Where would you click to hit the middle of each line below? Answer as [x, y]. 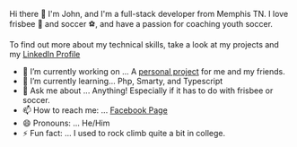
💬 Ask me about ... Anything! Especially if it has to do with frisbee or [148, 91]
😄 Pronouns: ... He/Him [66, 123]
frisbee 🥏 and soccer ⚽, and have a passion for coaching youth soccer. [141, 24]
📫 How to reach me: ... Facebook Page [95, 110]
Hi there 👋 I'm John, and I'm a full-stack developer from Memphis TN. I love [149, 14]
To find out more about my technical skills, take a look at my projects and [144, 44]
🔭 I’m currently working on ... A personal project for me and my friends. [153, 71]
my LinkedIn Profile [45, 54]
